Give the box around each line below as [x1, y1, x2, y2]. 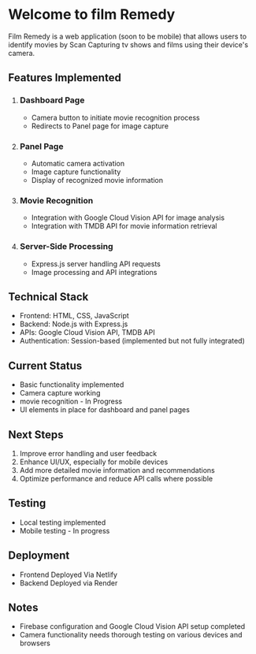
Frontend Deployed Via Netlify [19, 570, 118, 579]
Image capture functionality [31, 167, 121, 177]
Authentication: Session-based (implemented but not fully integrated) [19, 336, 246, 346]
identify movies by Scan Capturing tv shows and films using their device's [8, 39, 249, 49]
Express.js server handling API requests [31, 258, 161, 269]
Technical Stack [8, 290, 89, 303]
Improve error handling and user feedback [19, 448, 158, 458]
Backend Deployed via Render [19, 578, 118, 588]
